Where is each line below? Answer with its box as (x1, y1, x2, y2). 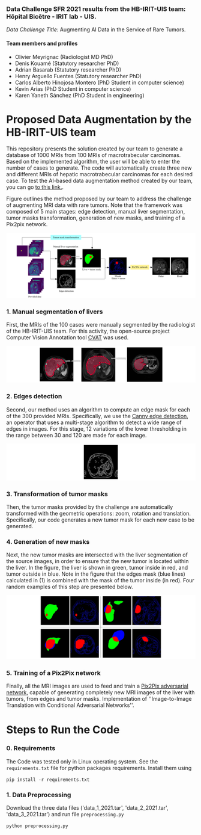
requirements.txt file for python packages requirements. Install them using (6, 764, 192, 771)
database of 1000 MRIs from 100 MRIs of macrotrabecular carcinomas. (6, 152, 181, 159)
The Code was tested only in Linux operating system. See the (6, 757, 158, 765)
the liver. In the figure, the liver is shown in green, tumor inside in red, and (6, 564, 188, 572)
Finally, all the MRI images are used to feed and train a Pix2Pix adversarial (6, 682, 189, 690)
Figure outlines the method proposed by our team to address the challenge (6, 195, 192, 203)
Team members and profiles (6, 40, 78, 47)
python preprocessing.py (6, 823, 68, 829)
